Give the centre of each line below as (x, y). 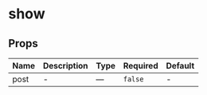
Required (141, 66)
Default (180, 66)
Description (66, 66)
